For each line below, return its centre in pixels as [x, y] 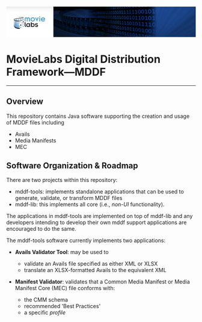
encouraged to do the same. [41, 229]
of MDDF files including [35, 122]
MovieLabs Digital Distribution [84, 59]
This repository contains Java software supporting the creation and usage [98, 116]
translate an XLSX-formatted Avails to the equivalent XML [95, 270]
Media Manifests [35, 140]
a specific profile [45, 312]
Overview [25, 102]
